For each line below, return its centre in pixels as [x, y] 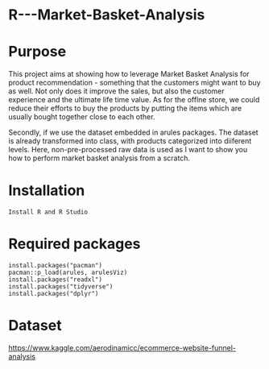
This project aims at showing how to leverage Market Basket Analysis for [129, 74]
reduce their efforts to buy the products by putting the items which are [125, 108]
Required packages [74, 244]
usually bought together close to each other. [82, 117]
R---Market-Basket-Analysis [107, 15]
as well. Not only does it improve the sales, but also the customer [116, 91]
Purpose [37, 52]
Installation [47, 191]
